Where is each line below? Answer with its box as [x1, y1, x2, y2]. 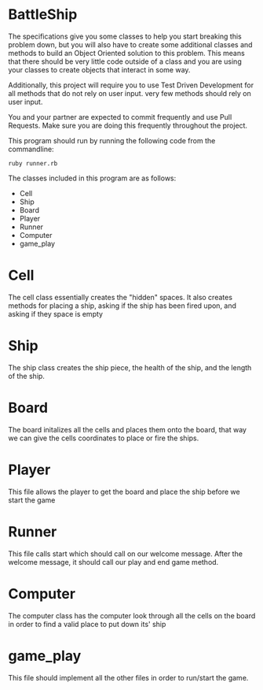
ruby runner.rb [8, 159, 58, 167]
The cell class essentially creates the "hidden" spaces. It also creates [8, 292, 233, 302]
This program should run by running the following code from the [8, 135, 216, 145]
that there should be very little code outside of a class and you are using [8, 57, 242, 66]
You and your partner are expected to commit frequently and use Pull [8, 112, 232, 121]
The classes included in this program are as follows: [8, 173, 177, 183]
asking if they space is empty [8, 309, 104, 318]
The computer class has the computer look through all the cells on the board [8, 610, 256, 620]
